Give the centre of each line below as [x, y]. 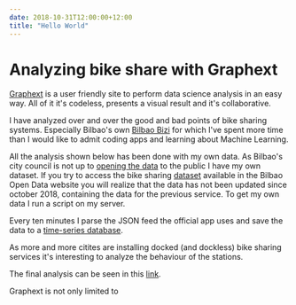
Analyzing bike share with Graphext [144, 70]
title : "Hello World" [49, 26]
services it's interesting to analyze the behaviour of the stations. [126, 257]
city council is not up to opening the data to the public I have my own [135, 166]
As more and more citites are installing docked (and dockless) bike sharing [145, 247]
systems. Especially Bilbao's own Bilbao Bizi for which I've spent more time [146, 130]
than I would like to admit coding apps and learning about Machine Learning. [149, 139]
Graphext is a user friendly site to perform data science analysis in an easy [146, 94]
